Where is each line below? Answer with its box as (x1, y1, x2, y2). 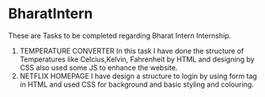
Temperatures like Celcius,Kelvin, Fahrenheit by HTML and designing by (19, 54, 255, 64)
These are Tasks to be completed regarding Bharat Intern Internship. (8, 31, 232, 40)
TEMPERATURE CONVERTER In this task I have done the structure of (19, 46, 244, 55)
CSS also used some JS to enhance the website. (19, 62, 178, 72)
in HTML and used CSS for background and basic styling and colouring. (19, 80, 255, 89)
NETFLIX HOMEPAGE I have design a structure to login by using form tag (19, 71, 257, 80)
